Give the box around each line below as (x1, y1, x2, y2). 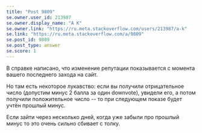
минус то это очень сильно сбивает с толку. (6, 120, 121, 127)
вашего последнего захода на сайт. (6, 70, 98, 78)
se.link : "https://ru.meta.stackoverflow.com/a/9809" (6, 31, 145, 37)
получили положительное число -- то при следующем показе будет (6, 95, 182, 102)
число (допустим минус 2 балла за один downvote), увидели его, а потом (6, 88, 196, 96)
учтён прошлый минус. (6, 102, 66, 109)
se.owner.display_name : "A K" (6, 20, 83, 26)
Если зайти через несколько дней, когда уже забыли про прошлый (6, 113, 180, 120)
